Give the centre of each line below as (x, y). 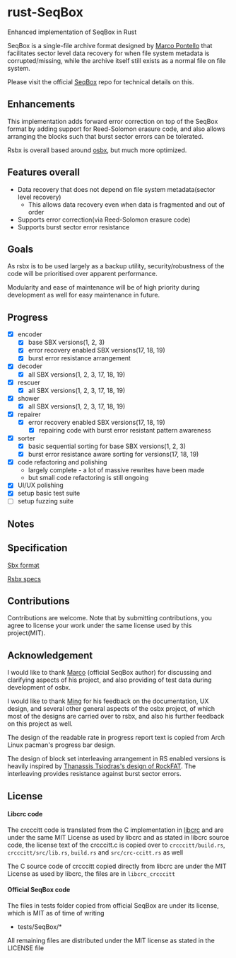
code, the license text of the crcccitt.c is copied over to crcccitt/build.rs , (116, 845)
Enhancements (41, 104)
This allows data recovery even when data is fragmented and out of (126, 204)
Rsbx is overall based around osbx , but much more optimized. (97, 150)
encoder (30, 334)
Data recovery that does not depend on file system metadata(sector (116, 189)
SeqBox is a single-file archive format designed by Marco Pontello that (110, 45)
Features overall (43, 172)
